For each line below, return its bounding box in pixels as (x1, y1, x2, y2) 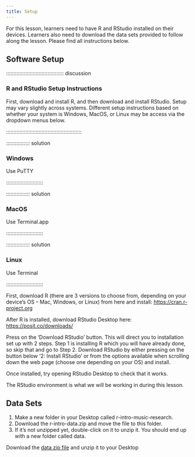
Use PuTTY (6, 168, 34, 175)
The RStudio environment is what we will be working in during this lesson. (6, 381, 184, 388)
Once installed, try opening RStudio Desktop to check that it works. (6, 370, 168, 377)
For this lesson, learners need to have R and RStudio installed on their (6, 25, 174, 32)
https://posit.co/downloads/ (6, 322, 73, 329)
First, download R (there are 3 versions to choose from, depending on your (6, 292, 187, 299)
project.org (6, 304, 33, 312)
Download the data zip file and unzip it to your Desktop (6, 444, 139, 451)
